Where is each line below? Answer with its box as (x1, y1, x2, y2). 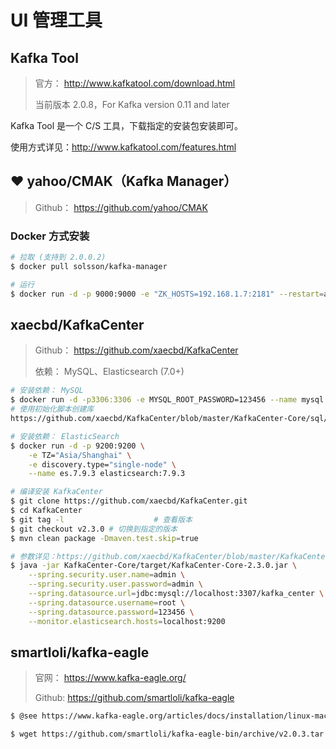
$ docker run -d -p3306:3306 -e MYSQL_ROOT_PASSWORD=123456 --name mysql (10, 395, 325, 405)
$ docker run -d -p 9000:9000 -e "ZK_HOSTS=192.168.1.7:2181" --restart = (10, 289, 325, 299)
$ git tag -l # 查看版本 (10, 514, 193, 525)
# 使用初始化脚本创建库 (10, 404, 95, 415)
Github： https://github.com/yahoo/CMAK (34, 201, 208, 213)
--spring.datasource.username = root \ (28, 597, 186, 608)
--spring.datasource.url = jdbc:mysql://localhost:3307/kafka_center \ (28, 589, 325, 599)
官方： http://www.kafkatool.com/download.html (34, 77, 236, 89)
